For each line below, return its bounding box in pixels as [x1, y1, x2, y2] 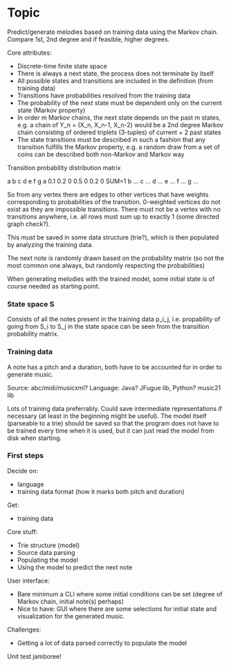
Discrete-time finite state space [17, 62, 107, 70]
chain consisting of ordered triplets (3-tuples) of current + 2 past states [17, 128, 221, 136]
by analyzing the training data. [7, 240, 93, 248]
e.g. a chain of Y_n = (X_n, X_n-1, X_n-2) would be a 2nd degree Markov [17, 120, 223, 129]
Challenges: [7, 625, 41, 634]
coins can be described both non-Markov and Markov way [17, 150, 185, 158]
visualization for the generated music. [17, 612, 125, 620]
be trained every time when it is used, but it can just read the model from [7, 426, 214, 435]
